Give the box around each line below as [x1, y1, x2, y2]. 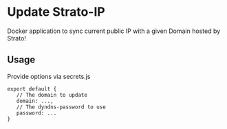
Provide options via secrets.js [7, 72, 91, 80]
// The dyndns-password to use [16, 104, 107, 110]
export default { [7, 85, 57, 93]
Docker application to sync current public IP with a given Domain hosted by [7, 27, 221, 35]
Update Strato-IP [7, 4, 105, 20]
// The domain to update [16, 91, 88, 98]
